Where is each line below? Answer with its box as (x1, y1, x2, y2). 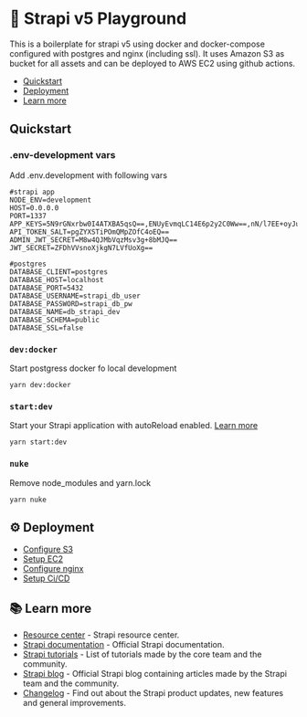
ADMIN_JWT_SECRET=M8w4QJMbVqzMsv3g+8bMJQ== (9, 235, 178, 245)
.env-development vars (9, 149, 116, 162)
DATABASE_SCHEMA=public (9, 315, 101, 324)
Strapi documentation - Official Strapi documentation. (22, 639, 226, 650)
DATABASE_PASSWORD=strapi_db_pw (9, 299, 132, 309)
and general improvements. (22, 698, 126, 709)
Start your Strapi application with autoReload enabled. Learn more (9, 420, 259, 431)
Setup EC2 (22, 554, 64, 564)
